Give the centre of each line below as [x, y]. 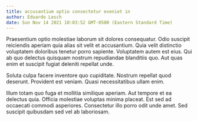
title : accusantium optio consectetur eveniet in [68, 11]
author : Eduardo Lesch [34, 17]
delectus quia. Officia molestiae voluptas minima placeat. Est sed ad [89, 99]
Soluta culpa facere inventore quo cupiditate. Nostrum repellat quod [89, 75]
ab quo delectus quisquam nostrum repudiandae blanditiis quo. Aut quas [94, 58]
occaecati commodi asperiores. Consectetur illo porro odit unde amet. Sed [97, 106]
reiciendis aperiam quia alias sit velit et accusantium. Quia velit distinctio [94, 45]
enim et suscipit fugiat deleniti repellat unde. [60, 64]
